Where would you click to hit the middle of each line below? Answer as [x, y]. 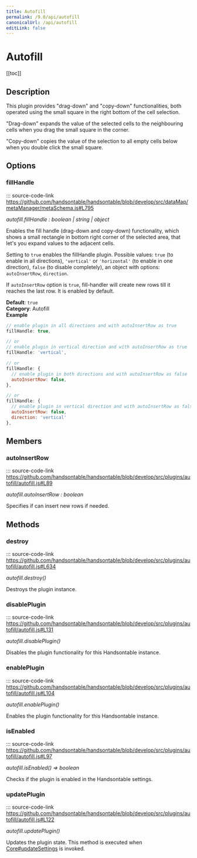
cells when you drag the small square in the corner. [68, 130]
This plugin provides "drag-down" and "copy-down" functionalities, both [94, 106]
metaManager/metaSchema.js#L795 [50, 208]
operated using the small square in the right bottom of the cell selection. [93, 112]
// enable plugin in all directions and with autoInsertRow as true [91, 326]
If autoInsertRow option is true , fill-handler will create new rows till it [88, 284]
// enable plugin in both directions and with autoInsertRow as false [99, 374]
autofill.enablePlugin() [33, 704]
